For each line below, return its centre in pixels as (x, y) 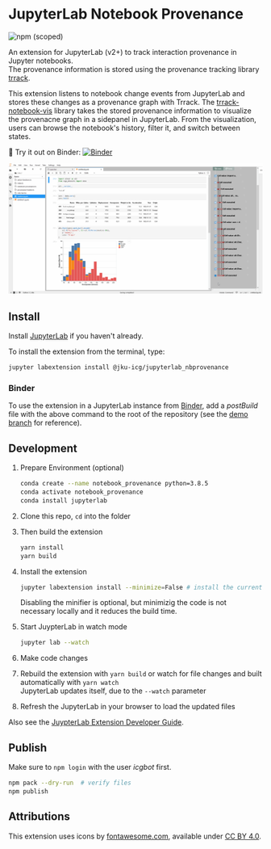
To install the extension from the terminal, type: (87, 351)
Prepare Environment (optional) (72, 468)
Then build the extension (61, 532)
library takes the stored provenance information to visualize (152, 111)
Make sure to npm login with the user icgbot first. (90, 767)
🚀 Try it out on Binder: (45, 152)
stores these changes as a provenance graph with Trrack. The (112, 102)
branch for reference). (45, 423)
